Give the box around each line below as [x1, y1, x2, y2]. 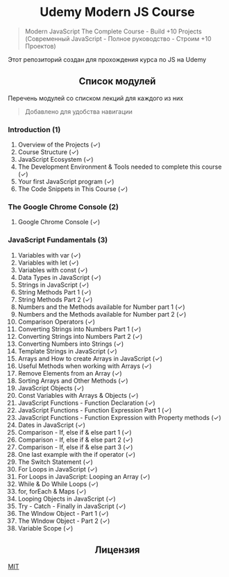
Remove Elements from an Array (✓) [17, 369, 122, 377]
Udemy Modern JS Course [40, 4, 195, 20]
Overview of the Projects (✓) [17, 140, 101, 149]
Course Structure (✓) [17, 148, 79, 156]
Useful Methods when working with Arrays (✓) [17, 362, 152, 370]
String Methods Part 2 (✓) [17, 295, 93, 303]
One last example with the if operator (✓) [17, 450, 136, 458]
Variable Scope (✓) [17, 524, 74, 532]
